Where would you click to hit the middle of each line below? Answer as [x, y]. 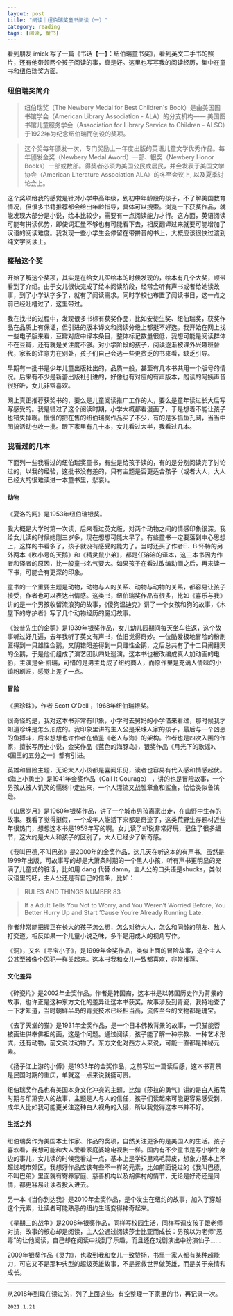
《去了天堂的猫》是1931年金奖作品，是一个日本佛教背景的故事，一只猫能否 [114, 1025]
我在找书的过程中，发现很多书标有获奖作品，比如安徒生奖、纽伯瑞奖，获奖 [113, 318]
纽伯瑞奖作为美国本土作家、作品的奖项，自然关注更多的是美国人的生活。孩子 [116, 1141]
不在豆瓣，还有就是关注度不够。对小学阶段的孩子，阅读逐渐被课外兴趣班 [110, 344]
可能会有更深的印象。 [56, 572]
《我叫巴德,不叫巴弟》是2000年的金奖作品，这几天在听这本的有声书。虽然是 [116, 851]
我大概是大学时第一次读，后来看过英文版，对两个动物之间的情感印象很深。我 [116, 529]
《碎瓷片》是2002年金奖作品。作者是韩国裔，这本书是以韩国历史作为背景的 [115, 993]
